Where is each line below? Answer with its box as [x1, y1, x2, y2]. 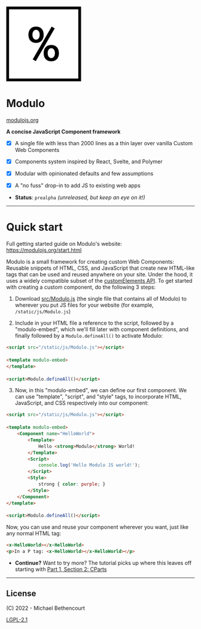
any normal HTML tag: [6, 530, 62, 537]
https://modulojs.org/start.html [6, 246, 82, 254]
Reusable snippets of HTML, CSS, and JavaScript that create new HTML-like [6, 264, 195, 272]
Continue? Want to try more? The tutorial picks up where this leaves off [14, 560, 192, 566]
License [6, 588, 36, 599]
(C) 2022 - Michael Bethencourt [6, 604, 86, 612]
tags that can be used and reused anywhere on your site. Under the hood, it [6, 271, 193, 278]
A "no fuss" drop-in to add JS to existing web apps [14, 182, 141, 189]
